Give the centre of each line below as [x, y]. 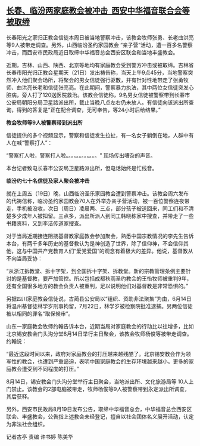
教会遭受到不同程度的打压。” [45, 368]
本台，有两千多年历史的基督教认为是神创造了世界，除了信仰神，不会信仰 [95, 243]
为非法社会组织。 [27, 424]
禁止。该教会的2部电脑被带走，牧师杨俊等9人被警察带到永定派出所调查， [101, 389]
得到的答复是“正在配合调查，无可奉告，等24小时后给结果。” [88, 110]
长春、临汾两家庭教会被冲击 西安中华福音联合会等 [98, 11]
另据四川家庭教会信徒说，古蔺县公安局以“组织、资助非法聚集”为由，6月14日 [99, 299]
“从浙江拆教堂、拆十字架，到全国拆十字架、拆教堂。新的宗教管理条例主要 [96, 271]
